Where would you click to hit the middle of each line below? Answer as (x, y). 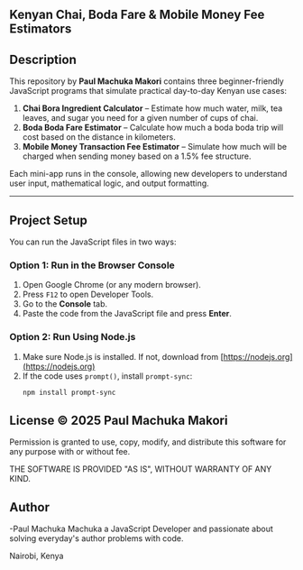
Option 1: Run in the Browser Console (92, 265)
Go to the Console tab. (65, 304)
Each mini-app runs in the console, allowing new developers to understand (148, 174)
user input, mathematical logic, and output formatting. (109, 183)
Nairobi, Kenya (37, 556)
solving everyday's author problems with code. (96, 538)
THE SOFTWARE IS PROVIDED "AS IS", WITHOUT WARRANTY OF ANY (141, 469)
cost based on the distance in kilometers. (99, 137)
